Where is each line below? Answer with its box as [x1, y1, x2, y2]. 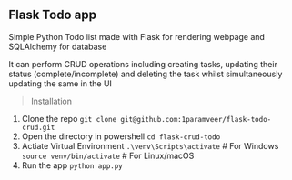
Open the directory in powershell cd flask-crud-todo [21, 131, 221, 142]
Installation [30, 95, 73, 106]
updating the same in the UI [8, 77, 113, 89]
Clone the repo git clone [21, 113, 117, 124]
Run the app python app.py [21, 159, 124, 171]
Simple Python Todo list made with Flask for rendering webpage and [8, 31, 266, 42]
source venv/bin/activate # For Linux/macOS [21, 150, 195, 161]
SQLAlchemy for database [8, 41, 107, 52]
